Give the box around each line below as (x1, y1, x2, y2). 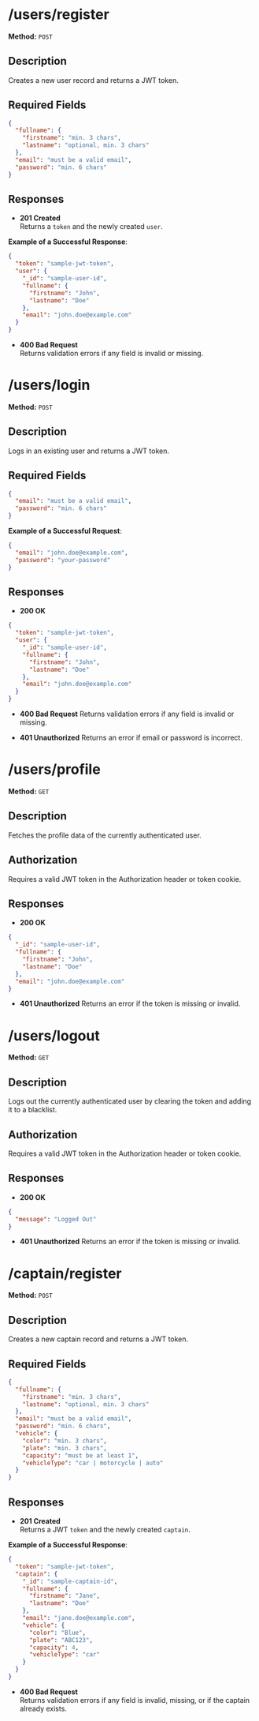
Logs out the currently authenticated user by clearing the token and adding (8, 1097, 252, 1106)
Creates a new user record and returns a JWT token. (8, 75, 179, 84)
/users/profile (8, 760, 101, 778)
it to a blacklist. (8, 1105, 57, 1115)
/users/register (8, 6, 110, 24)
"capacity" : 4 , (28, 1644, 80, 1652)
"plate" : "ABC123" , (28, 1636, 93, 1644)
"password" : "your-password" (15, 556, 111, 564)
